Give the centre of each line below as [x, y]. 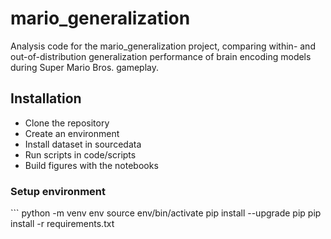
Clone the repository [67, 123]
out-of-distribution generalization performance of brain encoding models [161, 56]
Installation [46, 98]
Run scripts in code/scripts [80, 154]
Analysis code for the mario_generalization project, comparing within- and [163, 46]
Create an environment [72, 133]
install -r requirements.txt [62, 224]
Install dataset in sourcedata [83, 144]
